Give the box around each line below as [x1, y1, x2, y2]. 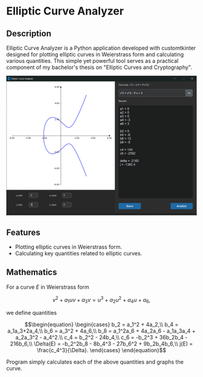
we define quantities [6, 309, 57, 316]
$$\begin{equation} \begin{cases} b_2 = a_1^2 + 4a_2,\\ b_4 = [24, 321, 179, 328]
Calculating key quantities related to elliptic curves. [14, 249, 143, 257]
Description [6, 28, 51, 39]
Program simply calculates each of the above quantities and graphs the [6, 358, 184, 366]
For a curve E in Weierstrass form [6, 283, 89, 290]
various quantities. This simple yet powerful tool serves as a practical [6, 57, 179, 64]
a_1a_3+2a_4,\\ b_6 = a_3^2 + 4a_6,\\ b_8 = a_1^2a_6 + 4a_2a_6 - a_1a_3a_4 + [7, 327, 196, 335]
